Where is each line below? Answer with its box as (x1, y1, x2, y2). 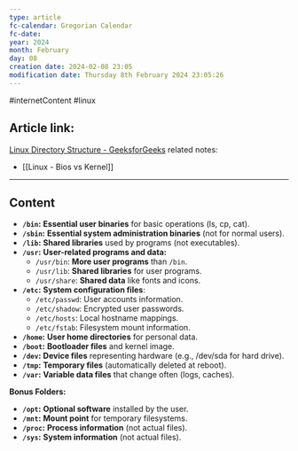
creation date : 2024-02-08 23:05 (9, 63, 133, 72)
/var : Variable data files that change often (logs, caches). (21, 369, 235, 380)
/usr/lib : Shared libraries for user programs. (35, 266, 202, 276)
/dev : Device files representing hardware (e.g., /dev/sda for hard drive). (21, 351, 285, 362)
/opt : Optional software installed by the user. (21, 404, 189, 415)
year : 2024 (9, 37, 50, 47)
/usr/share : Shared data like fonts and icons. (35, 276, 201, 286)
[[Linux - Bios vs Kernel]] (21, 161, 114, 172)
